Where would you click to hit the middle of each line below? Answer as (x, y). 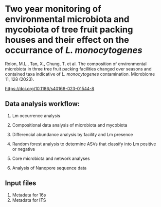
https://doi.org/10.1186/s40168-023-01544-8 (50, 88)
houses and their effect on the (67, 40)
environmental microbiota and (67, 19)
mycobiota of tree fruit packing (69, 30)
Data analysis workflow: (43, 104)
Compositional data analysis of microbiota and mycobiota (70, 125)
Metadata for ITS (29, 200)
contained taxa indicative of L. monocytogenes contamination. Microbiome (80, 74)
